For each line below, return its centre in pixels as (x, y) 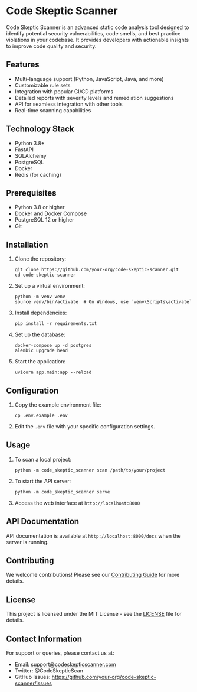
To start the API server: (43, 481)
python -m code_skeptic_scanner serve (62, 492)
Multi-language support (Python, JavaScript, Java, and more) (89, 79)
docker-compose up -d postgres (53, 346)
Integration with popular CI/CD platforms (64, 91)
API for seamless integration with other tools (68, 104)
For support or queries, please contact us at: (60, 653)
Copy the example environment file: (58, 405)
